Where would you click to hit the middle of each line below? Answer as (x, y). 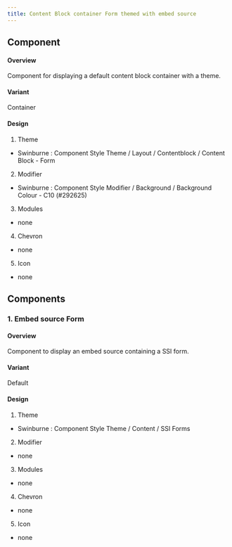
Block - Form (36, 160)
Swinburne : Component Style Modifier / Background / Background (115, 188)
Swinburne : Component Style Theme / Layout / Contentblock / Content (121, 153)
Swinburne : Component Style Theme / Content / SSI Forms (104, 428)
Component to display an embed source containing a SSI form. (98, 352)
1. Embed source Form (46, 318)
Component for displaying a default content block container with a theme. (114, 76)
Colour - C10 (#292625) (52, 195)
